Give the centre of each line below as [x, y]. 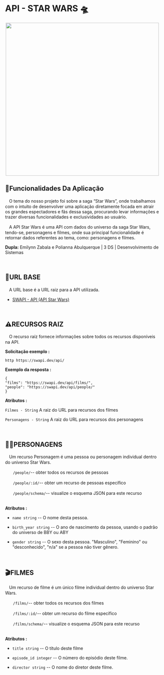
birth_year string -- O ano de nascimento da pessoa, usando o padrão [85, 527]
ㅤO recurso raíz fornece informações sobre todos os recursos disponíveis [80, 337]
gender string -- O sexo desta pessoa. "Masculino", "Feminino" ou [80, 542]
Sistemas [14, 252]
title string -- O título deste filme [47, 648]
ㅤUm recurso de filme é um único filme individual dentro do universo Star [80, 587]
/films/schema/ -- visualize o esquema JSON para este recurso [76, 624]
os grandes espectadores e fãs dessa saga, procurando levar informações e [82, 211]
